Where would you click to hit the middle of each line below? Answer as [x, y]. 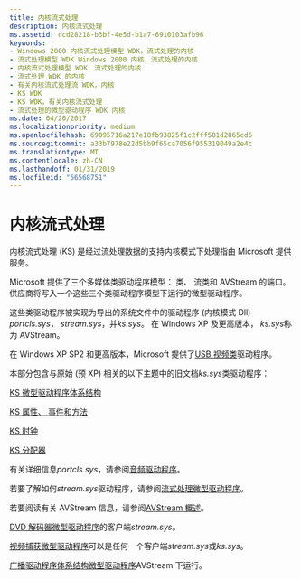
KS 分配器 [28, 450]
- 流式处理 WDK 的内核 [47, 77]
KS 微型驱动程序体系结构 [56, 393]
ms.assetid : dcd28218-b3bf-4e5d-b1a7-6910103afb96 [107, 34]
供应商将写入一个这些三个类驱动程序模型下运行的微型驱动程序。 [128, 294]
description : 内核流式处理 [56, 26]
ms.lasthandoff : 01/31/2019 [62, 169]
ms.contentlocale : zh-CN [56, 160]
